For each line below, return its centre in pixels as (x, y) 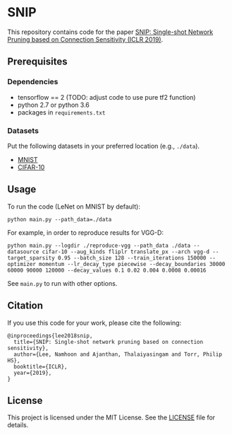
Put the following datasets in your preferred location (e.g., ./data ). (103, 146)
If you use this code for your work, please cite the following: (94, 323)
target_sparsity (31, 258)
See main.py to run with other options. (62, 283)
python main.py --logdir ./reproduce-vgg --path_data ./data (99, 245)
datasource (23, 252)
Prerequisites (37, 62)
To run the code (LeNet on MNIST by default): (74, 207)
